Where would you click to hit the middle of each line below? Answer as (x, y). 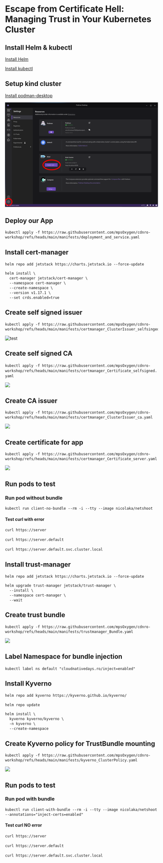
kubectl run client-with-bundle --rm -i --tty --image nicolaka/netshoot (81, 810)
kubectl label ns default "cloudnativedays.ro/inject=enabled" (70, 669)
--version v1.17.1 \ (30, 293)
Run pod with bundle (30, 799)
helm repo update (23, 705)
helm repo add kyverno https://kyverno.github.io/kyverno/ (66, 696)
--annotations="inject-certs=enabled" (44, 814)
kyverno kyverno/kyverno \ (37, 719)
